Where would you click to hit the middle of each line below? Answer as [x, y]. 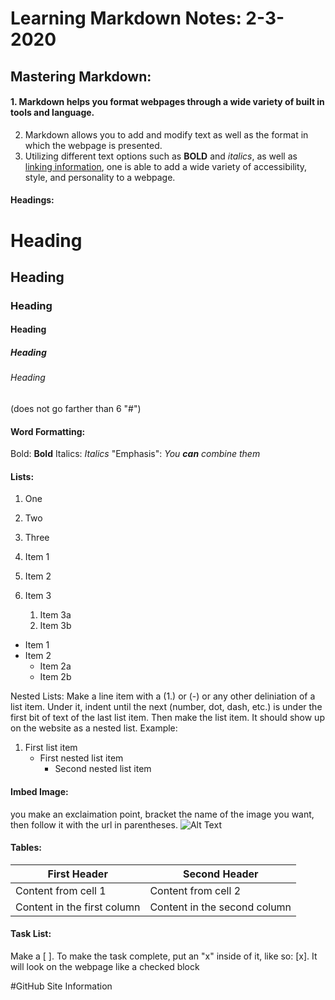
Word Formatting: [48, 431]
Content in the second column [220, 907]
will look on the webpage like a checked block [105, 967]
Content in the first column [78, 907]
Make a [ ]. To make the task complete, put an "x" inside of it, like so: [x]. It [164, 956]
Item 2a [55, 666]
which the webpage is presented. [93, 145]
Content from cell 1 [61, 890]
